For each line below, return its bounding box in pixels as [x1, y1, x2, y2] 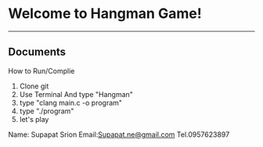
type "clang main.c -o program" [19, 98, 123, 107]
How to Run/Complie [8, 66, 75, 75]
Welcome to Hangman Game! [8, 5, 202, 23]
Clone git [19, 81, 49, 91]
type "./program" [19, 106, 74, 116]
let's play [19, 114, 49, 124]
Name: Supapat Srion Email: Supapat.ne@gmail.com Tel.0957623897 [8, 130, 230, 139]
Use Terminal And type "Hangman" [19, 89, 133, 99]
